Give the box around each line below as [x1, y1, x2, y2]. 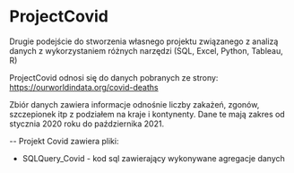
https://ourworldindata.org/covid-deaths [9, 82, 159, 92]
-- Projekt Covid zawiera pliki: [9, 135, 119, 146]
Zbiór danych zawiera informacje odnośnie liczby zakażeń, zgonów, [9, 99, 260, 109]
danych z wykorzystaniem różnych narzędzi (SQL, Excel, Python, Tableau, [9, 45, 284, 56]
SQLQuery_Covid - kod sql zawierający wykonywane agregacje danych [22, 152, 285, 163]
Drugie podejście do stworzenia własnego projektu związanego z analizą [9, 36, 279, 47]
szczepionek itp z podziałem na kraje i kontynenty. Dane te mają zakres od [9, 108, 285, 119]
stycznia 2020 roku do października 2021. [9, 118, 164, 129]
